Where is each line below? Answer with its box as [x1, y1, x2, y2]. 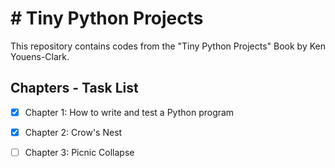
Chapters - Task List [10, 80, 139, 97]
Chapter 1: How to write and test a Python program [24, 106, 235, 118]
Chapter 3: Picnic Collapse [24, 146, 135, 158]
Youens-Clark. [10, 50, 70, 62]
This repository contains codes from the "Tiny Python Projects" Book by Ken [10, 40, 326, 52]
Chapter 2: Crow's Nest [24, 126, 123, 138]
